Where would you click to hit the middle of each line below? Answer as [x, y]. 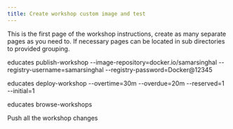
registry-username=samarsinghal [55, 69]
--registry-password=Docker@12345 [159, 69]
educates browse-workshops [50, 104]
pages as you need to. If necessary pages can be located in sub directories [116, 41]
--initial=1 [21, 90]
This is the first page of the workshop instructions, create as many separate [117, 34]
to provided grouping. [39, 48]
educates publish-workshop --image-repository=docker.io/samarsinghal [112, 62]
